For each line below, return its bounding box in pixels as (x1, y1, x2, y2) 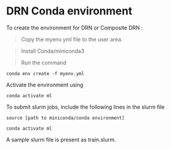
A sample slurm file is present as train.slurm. (6, 136, 116, 143)
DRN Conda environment (6, 4, 133, 18)
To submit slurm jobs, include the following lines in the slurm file (6, 103, 165, 111)
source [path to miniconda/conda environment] (6, 115, 125, 121)
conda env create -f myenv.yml (6, 70, 85, 76)
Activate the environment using (6, 81, 84, 88)
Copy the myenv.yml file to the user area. (20, 35, 123, 43)
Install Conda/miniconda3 (20, 47, 85, 55)
